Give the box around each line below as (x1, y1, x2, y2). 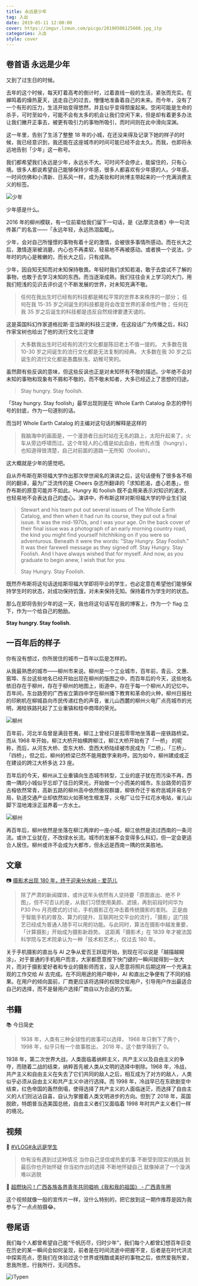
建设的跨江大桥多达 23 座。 (11, 759, 78, 766)
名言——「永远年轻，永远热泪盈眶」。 (26, 226, 117, 233)
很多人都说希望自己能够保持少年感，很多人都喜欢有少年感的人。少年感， (16, 166, 192, 173)
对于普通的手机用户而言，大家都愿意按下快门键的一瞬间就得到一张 (18, 956, 179, 963)
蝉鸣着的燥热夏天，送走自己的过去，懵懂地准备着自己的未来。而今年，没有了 (6, 96, 192, 104)
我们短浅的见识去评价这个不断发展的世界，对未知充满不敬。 (6, 281, 151, 288)
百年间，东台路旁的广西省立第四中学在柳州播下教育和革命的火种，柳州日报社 (6, 689, 192, 696)
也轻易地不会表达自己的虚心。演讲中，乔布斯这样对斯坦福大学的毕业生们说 (6, 494, 187, 501)
